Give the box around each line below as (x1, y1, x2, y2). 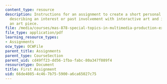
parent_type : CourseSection (5, 53, 64, 58)
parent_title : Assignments (5, 48, 61, 53)
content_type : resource (5, 7, 55, 12)
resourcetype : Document (5, 62, 55, 67)
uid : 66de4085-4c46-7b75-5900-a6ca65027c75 (5, 72, 97, 77)
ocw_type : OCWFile (5, 44, 43, 49)
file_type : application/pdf (5, 30, 64, 35)
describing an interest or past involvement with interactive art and (9, 16, 159, 21)
